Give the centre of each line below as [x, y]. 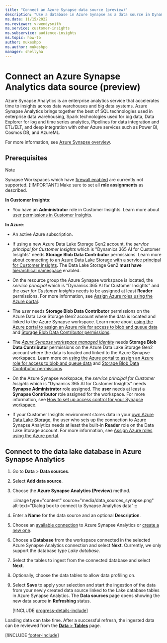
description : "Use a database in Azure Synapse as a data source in [78, 14]
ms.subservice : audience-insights [41, 33]
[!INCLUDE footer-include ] [32, 636]
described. [16, 190]
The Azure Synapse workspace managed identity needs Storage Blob [84, 342]
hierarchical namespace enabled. [46, 271]
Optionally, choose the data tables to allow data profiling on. [74, 576]
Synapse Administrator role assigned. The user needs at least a [79, 389]
